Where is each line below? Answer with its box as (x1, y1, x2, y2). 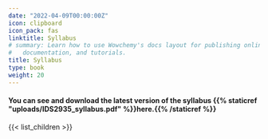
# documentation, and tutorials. (8, 49, 127, 57)
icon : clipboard (8, 19, 62, 27)
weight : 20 (8, 71, 45, 79)
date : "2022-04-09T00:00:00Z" (8, 11, 109, 20)
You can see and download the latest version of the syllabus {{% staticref (8, 96, 258, 105)
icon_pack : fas (8, 26, 59, 34)
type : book (8, 64, 45, 72)
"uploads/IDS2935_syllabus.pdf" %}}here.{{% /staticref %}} (8, 105, 217, 114)
